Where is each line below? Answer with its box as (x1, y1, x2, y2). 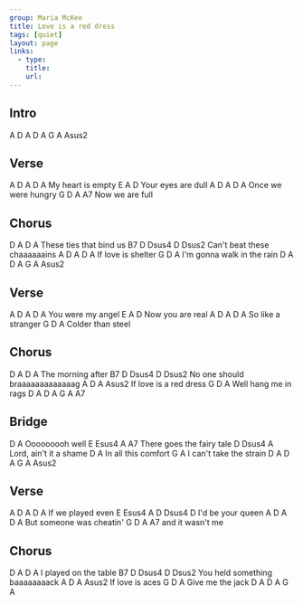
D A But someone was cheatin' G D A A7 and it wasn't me (9, 517, 224, 528)
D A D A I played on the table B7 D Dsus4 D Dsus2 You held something (9, 567, 273, 579)
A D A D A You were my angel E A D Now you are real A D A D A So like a (9, 309, 280, 319)
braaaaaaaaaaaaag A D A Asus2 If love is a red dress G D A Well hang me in (9, 378, 292, 389)
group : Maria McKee (9, 13, 83, 23)
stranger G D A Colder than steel (9, 318, 131, 329)
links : (9, 47, 34, 56)
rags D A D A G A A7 (9, 388, 86, 399)
